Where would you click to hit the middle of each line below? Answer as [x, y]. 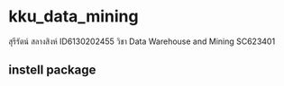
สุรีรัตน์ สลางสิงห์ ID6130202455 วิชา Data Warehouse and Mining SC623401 [142, 41]
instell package [52, 70]
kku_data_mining [73, 17]
